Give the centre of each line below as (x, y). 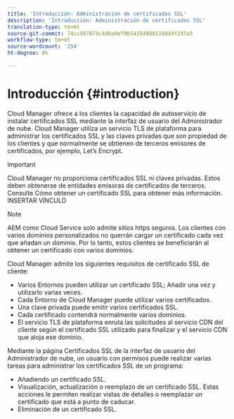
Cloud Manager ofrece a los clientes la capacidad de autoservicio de (107, 113)
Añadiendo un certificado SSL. (62, 379)
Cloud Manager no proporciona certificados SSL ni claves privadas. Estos (114, 178)
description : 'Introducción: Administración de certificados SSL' (106, 20)
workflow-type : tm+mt (39, 40)
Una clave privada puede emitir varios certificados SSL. (98, 307)
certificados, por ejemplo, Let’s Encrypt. (65, 150)
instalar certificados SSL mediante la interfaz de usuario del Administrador (115, 121)
